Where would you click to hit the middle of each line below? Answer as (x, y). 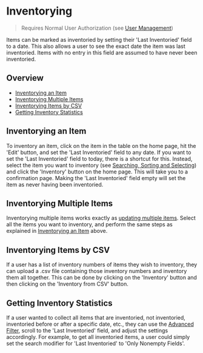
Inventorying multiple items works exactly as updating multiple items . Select (101, 218)
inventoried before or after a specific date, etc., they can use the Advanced (100, 324)
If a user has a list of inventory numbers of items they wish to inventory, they (102, 264)
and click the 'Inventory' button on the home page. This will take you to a (97, 172)
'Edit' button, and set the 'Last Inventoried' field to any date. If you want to (99, 152)
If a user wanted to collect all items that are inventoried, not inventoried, (96, 318)
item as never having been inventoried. (55, 184)
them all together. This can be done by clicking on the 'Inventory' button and (101, 278)
